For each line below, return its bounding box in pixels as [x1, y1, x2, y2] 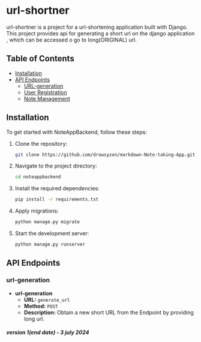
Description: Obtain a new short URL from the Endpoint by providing [23, 308, 194, 316]
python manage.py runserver [14, 241, 85, 248]
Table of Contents [6, 53, 75, 64]
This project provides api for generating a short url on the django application [6, 29, 195, 37]
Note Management [23, 95, 70, 102]
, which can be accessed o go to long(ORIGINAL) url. [6, 36, 137, 43]
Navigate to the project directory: [14, 163, 97, 170]
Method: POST [23, 302, 58, 310]
